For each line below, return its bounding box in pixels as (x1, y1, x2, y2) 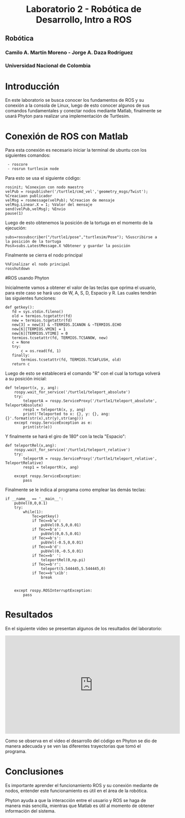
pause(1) (5, 211, 23, 216)
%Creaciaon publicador (5, 194, 52, 199)
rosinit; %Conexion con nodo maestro (5, 185, 84, 190)
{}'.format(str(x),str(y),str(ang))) (5, 416, 84, 421)
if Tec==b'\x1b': (31, 570, 68, 576)
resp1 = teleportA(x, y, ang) (23, 407, 86, 412)
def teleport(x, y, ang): (5, 385, 59, 390)
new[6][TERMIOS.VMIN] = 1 (11, 327, 66, 332)
